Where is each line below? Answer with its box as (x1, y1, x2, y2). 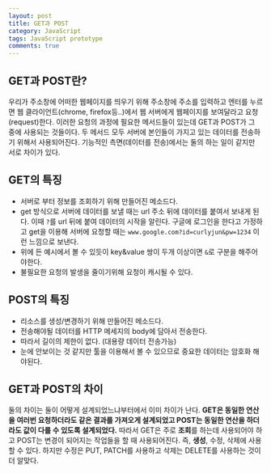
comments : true (8, 42, 60, 50)
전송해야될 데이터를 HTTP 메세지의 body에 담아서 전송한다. (19, 326, 208, 336)
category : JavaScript (8, 27, 82, 35)
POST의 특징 (8, 293, 70, 307)
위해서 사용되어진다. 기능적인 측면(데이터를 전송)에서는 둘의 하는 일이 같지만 (16, 137, 256, 146)
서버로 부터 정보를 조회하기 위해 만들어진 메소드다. (19, 196, 178, 206)
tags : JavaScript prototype (8, 34, 104, 43)
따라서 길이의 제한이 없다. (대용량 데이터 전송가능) (19, 336, 177, 346)
